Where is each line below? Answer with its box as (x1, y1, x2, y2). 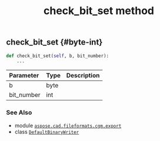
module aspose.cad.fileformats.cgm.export (14, 122, 122, 129)
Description (66, 72, 100, 80)
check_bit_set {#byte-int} (6, 37, 103, 48)
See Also (6, 109, 32, 117)
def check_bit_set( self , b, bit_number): (6, 53, 109, 59)
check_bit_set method (43, 4, 155, 18)
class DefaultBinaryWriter (14, 128, 79, 135)
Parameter (9, 72, 39, 80)
